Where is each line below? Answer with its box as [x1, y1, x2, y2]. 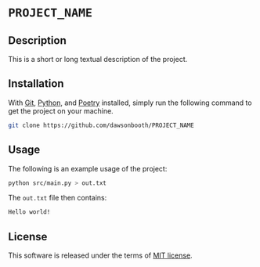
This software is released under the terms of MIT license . [8, 251, 193, 260]
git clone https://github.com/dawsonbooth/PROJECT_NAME [8, 121, 194, 129]
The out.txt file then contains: [8, 193, 107, 203]
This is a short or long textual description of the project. [8, 55, 188, 63]
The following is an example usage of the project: [8, 164, 168, 173]
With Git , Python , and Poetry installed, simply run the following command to [8, 98, 252, 107]
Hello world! [8, 208, 51, 216]
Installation [8, 77, 64, 91]
